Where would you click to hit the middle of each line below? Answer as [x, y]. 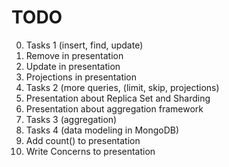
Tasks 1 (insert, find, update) [84, 45]
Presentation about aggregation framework [114, 108]
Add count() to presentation [83, 140]
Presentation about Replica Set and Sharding [118, 98]
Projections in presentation [81, 77]
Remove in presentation [74, 55]
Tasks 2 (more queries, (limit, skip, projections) [122, 87]
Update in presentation [73, 66]
